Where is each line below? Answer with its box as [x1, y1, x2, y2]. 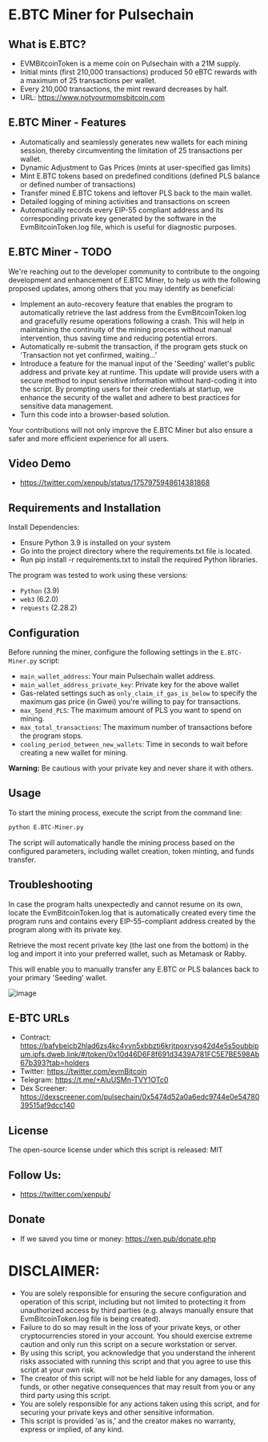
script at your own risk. [19, 1364, 96, 1374]
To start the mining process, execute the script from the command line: [8, 807, 242, 817]
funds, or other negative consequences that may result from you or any [19, 1382, 256, 1392]
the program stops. [19, 731, 83, 741]
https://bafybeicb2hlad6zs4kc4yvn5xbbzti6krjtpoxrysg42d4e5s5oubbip [19, 1041, 259, 1051]
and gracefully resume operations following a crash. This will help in [19, 316, 245, 326]
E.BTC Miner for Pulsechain [8, 6, 194, 24]
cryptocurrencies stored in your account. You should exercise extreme [19, 1331, 253, 1340]
